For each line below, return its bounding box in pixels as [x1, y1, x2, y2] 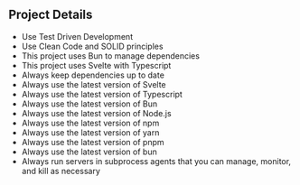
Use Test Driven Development [21, 31, 133, 42]
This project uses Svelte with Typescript [21, 60, 172, 70]
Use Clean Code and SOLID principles [21, 41, 164, 51]
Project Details [8, 7, 93, 23]
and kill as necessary [21, 165, 101, 176]
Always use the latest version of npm [21, 117, 160, 128]
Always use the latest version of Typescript [21, 88, 183, 99]
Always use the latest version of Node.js [21, 107, 173, 118]
